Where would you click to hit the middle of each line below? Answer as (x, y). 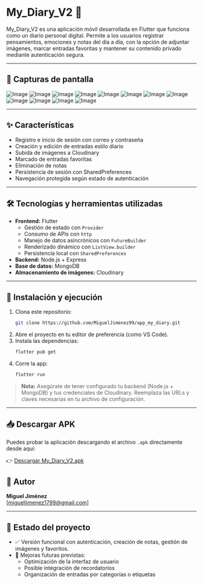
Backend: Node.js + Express (50, 260)
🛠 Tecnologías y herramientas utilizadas (85, 203)
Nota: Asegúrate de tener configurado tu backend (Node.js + (97, 386)
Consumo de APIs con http (58, 234)
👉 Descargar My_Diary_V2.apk (45, 460)
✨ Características (40, 125)
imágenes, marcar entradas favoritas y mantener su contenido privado (94, 48)
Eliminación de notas (41, 165)
